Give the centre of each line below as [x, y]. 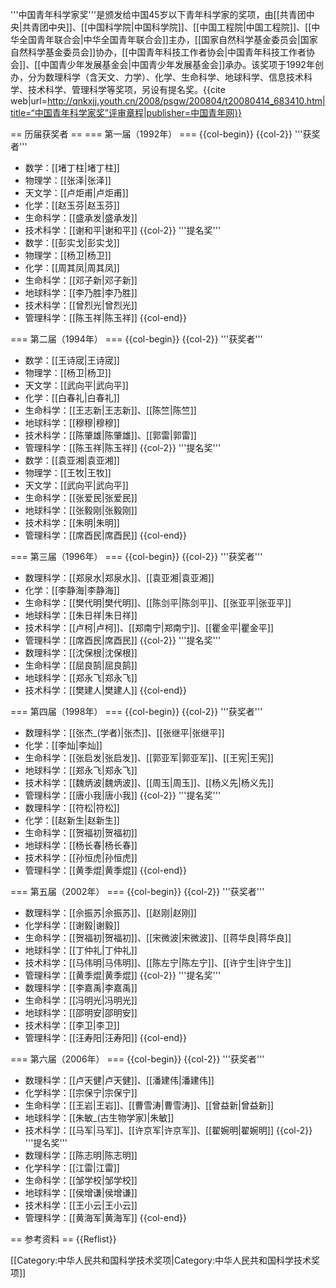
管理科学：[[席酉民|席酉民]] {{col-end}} [105, 535]
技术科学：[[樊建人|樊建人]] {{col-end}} [105, 690]
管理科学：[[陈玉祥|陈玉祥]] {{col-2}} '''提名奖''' [123, 447]
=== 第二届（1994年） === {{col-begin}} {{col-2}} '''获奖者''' [136, 339]
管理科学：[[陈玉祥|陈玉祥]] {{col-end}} [105, 317]
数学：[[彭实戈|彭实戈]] [72, 242]
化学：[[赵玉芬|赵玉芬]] [72, 205]
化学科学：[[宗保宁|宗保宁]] [81, 1092]
